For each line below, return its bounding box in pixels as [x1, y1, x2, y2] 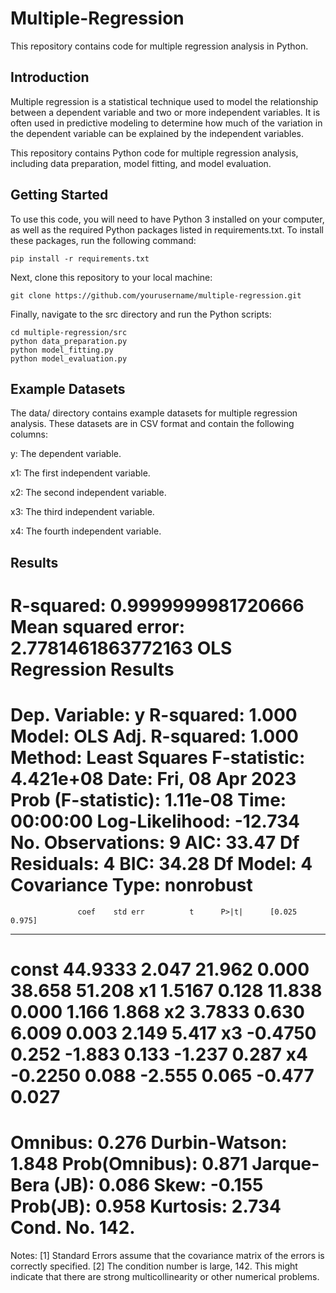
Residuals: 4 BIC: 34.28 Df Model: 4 [10, 853, 313, 876]
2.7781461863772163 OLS [10, 637, 233, 659]
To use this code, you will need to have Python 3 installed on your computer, [10, 213, 325, 225]
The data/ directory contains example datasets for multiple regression [10, 407, 298, 419]
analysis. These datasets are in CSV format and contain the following [10, 418, 295, 430]
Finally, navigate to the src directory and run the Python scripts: [10, 308, 272, 320]
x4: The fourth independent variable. [10, 525, 162, 537]
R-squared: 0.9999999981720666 [10, 594, 305, 617]
